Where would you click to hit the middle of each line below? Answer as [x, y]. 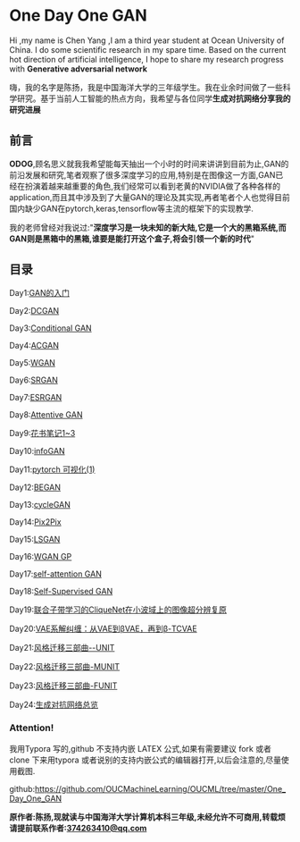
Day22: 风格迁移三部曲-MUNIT [65, 666]
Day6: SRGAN [33, 380]
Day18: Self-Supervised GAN [61, 591]
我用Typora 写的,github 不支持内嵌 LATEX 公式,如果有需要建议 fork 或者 [141, 748]
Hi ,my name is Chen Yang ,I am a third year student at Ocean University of [147, 40]
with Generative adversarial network [78, 69]
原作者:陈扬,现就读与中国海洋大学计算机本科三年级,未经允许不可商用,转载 [144, 817]
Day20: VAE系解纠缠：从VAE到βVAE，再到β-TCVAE [104, 628]
